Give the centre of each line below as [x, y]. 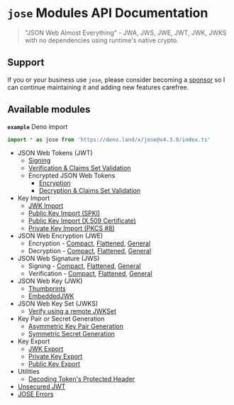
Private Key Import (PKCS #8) [71, 228]
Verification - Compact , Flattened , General [90, 274]
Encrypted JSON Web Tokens [72, 176]
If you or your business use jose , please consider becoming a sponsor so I [116, 79]
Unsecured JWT [41, 387]
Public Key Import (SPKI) [64, 213]
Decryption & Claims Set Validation [89, 191]
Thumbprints [47, 289]
